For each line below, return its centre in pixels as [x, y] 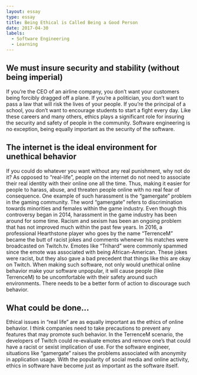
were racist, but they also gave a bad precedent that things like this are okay [98, 258]
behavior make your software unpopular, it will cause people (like [85, 270]
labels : [16, 34]
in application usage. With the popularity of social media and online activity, [98, 360]
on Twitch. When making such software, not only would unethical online [93, 264]
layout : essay [24, 11]
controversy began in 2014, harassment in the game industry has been [92, 215]
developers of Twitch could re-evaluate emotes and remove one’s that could [98, 341]
